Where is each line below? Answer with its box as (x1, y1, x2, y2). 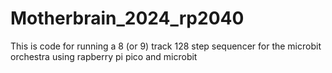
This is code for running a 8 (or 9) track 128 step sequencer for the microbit (10, 40, 322, 52)
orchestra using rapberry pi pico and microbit (10, 50, 198, 62)
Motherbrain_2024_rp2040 (10, 7, 245, 30)
